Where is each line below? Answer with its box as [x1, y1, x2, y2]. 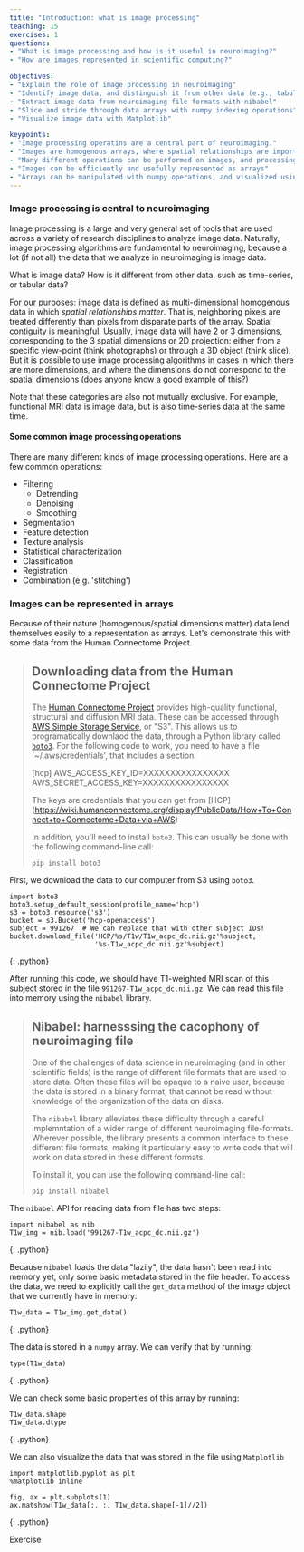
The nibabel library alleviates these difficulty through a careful [31, 1112, 265, 1124]
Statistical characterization [22, 546, 122, 557]
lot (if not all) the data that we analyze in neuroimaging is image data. [9, 251, 267, 263]
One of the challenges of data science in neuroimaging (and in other [31, 1057, 287, 1068]
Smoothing [35, 508, 77, 518]
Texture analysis [22, 537, 84, 547]
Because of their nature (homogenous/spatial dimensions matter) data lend [9, 618, 290, 629]
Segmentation [22, 518, 75, 528]
